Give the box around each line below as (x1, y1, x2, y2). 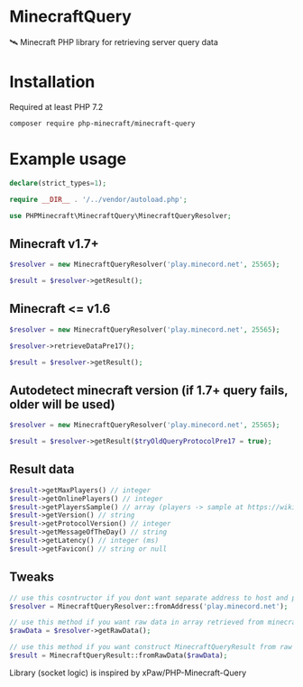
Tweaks (9, 570, 55, 585)
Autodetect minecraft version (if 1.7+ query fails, (9, 382, 289, 398)
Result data (9, 462, 75, 477)
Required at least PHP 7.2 (9, 101, 104, 112)
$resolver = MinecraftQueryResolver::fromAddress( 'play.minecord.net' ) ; (9, 601, 289, 610)
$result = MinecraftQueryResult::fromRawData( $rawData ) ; (9, 651, 228, 660)
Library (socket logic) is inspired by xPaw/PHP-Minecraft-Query (9, 667, 247, 678)
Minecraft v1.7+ (9, 236, 99, 252)
